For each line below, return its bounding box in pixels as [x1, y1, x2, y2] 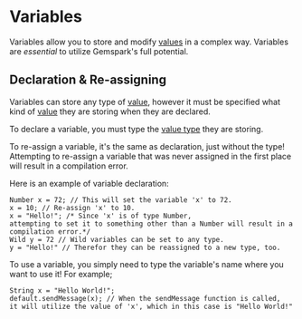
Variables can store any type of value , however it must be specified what [9, 96, 281, 107]
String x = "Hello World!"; [9, 285, 116, 295]
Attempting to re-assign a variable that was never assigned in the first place [9, 150, 292, 161]
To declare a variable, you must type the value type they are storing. [9, 123, 264, 134]
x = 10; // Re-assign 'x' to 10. [9, 203, 136, 212]
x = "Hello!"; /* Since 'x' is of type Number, [9, 211, 193, 220]
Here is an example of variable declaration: [9, 178, 169, 188]
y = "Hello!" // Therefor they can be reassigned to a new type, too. [9, 243, 281, 252]
